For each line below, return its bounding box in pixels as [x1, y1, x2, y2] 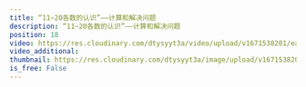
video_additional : [9, 47, 79, 56]
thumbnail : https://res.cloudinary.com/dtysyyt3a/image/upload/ [9, 55, 259, 64]
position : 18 [9, 30, 59, 39]
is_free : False [9, 64, 67, 73]
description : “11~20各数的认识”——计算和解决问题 [9, 22, 181, 31]
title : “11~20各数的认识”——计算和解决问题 [9, 13, 157, 23]
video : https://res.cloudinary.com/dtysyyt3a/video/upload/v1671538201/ [9, 38, 291, 48]
